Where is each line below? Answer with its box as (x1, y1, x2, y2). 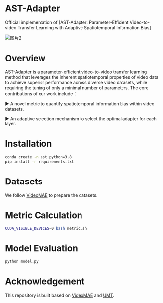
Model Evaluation (5, 242, 78, 254)
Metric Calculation (5, 209, 82, 221)
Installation (5, 138, 52, 149)
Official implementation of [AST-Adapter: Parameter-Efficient (5, 19, 129, 25)
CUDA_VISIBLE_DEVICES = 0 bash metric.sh (5, 226, 87, 231)
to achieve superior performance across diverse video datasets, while (5, 79, 147, 85)
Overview (5, 53, 46, 64)
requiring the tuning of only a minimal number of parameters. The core (5, 85, 149, 91)
